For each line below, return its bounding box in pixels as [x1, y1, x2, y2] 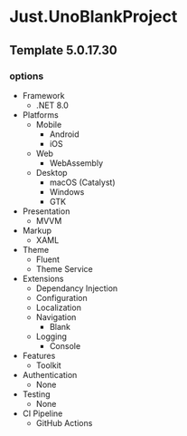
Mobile [35, 119, 62, 130]
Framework [22, 90, 65, 101]
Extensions [22, 273, 64, 284]
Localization [35, 302, 81, 313]
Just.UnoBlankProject [9, 6, 178, 27]
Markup [22, 225, 52, 236]
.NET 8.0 [35, 100, 70, 111]
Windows [49, 186, 85, 197]
